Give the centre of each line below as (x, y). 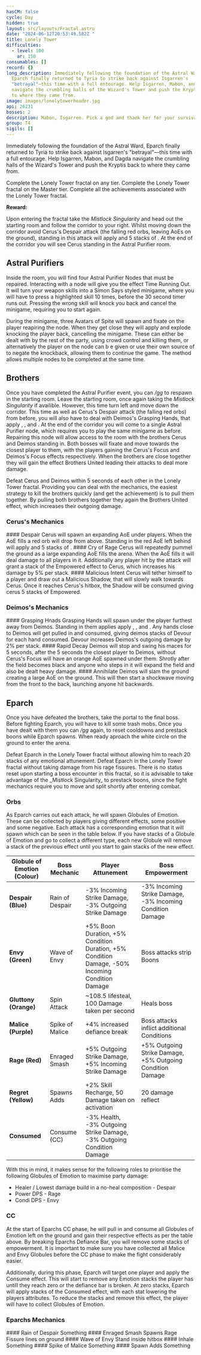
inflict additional (164, 1028)
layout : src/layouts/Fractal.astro (51, 28)
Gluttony (22, 1000)
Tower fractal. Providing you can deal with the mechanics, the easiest (92, 487)
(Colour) (26, 877)
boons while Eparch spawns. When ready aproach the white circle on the (96, 737)
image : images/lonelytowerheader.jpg (53, 101)
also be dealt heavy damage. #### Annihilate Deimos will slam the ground (98, 671)
